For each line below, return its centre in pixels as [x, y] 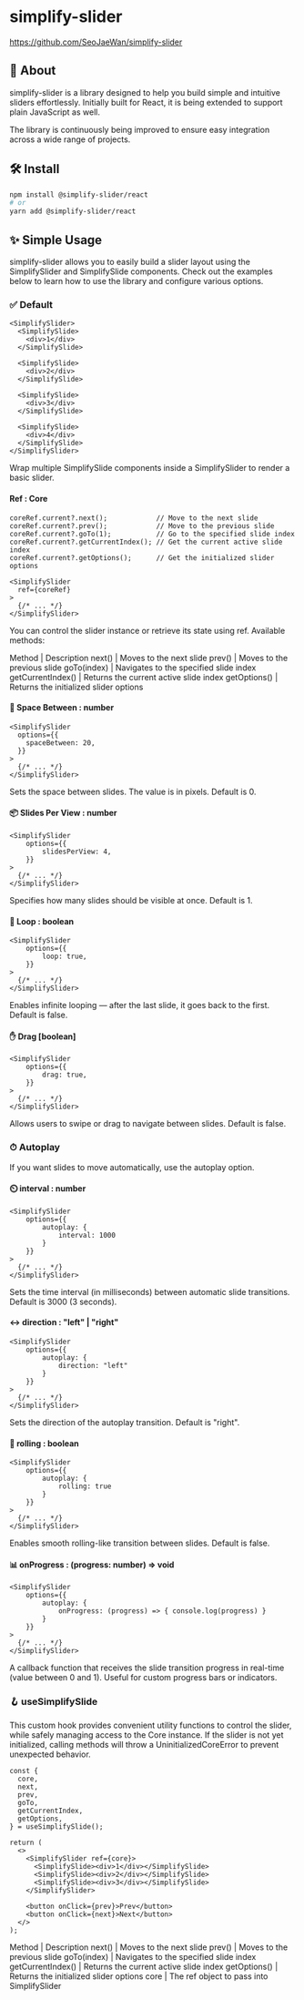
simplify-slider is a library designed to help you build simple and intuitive [145, 92]
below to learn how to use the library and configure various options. [137, 281]
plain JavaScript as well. [55, 112]
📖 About [33, 71]
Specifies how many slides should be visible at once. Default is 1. [131, 900]
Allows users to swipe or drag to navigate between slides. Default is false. [148, 1124]
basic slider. [32, 478]
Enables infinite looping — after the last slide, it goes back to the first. [140, 1005]
